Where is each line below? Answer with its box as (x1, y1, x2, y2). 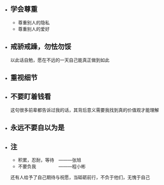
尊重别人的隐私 (17, 19, 50, 26)
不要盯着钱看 (10, 92, 51, 101)
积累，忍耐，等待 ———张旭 (17, 157, 81, 163)
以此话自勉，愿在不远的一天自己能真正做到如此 (10, 57, 110, 63)
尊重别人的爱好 (17, 26, 50, 32)
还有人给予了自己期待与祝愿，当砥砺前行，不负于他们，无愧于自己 (10, 174, 150, 180)
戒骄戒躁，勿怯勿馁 (10, 43, 71, 51)
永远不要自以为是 (10, 124, 65, 132)
